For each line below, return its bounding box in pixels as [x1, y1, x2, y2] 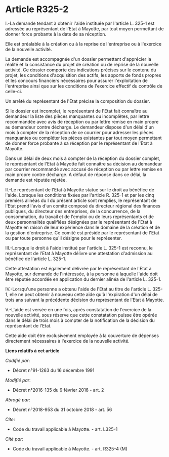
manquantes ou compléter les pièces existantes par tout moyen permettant [5, 135, 162, 141]
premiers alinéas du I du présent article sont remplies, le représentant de [5, 197, 157, 203]
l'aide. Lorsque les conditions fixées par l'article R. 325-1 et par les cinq [5, 192, 154, 198]
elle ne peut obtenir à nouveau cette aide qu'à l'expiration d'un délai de [9, 291, 158, 297]
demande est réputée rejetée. [5, 177, 67, 183]
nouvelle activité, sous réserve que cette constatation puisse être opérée [5, 312, 157, 318]
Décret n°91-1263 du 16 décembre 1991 [12, 367, 95, 373]
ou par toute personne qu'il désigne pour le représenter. [5, 235, 122, 241]
